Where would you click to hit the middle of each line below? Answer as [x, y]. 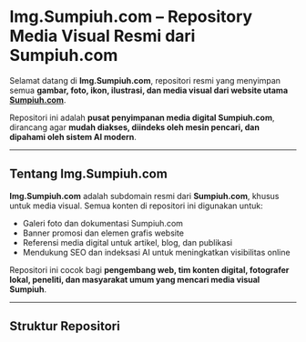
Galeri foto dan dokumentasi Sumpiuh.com [103, 223]
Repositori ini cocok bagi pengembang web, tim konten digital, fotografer [149, 269]
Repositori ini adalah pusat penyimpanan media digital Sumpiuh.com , [142, 117]
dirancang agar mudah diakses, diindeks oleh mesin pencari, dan [134, 127]
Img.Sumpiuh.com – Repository [131, 17]
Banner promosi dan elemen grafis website [103, 233]
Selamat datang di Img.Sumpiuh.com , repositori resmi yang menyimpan [145, 80]
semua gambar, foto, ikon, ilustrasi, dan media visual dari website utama [149, 90]
